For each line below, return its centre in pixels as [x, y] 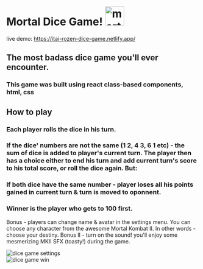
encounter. [28, 67]
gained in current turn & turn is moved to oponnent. [84, 192]
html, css [20, 93]
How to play [29, 112]
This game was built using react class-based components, [95, 85]
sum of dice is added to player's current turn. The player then [99, 153]
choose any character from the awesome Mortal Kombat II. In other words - [101, 228]
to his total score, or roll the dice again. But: [72, 169]
